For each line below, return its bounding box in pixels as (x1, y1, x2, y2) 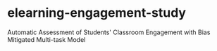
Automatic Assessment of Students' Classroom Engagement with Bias (7, 28, 211, 36)
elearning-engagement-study (7, 5, 187, 21)
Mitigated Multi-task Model (7, 35, 86, 43)
